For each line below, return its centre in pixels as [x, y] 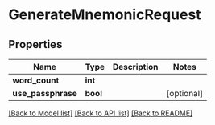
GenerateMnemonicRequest [105, 15]
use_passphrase [45, 93]
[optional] [185, 93]
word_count [36, 80]
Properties [35, 44]
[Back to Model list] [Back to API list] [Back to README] [101, 113]
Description [135, 67]
